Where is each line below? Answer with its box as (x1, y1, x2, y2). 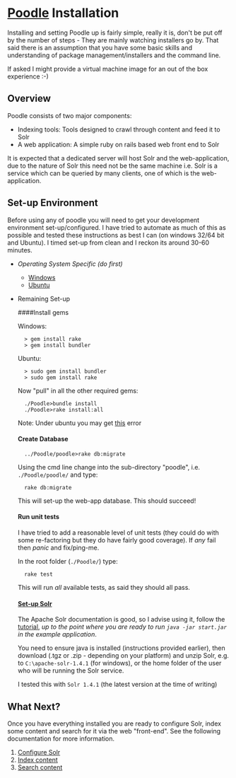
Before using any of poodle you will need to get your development (7, 216, 200, 224)
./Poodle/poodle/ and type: (17, 470, 98, 479)
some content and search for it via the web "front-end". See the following (7, 726, 221, 735)
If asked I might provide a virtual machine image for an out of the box (7, 64, 208, 73)
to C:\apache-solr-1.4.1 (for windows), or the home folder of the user (17, 659, 222, 668)
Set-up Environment (7, 197, 98, 209)
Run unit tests (17, 513, 60, 521)
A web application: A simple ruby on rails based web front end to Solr (17, 140, 220, 149)
